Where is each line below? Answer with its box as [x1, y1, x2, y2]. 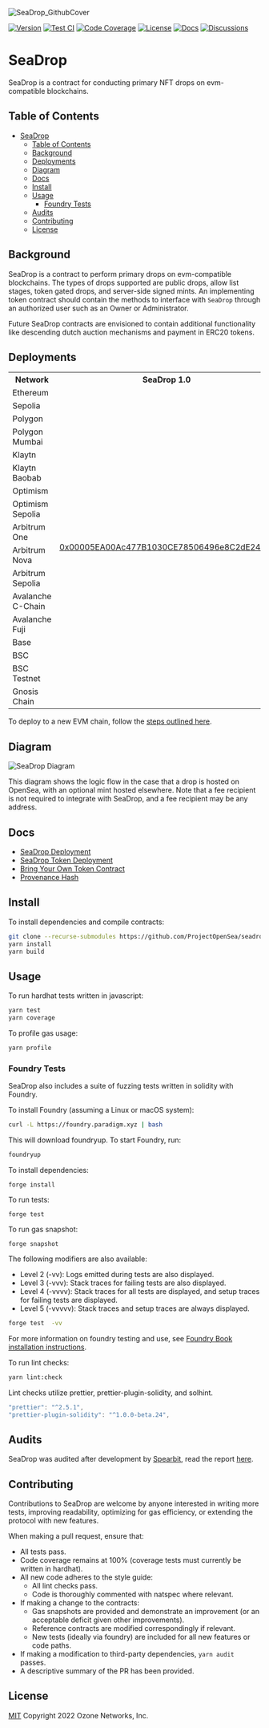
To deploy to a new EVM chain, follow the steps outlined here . [8, 716, 212, 726]
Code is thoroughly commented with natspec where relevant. [31, 1589, 234, 1600]
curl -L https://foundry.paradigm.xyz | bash [8, 1121, 163, 1129]
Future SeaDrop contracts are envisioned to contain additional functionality [8, 318, 256, 328]
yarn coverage [8, 1014, 56, 1022]
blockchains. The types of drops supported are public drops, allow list [8, 278, 239, 287]
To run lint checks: [8, 1357, 70, 1367]
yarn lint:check [8, 1373, 62, 1381]
